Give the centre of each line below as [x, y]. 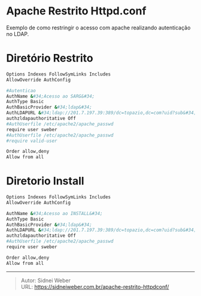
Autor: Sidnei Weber [45, 280]
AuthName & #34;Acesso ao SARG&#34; [51, 96]
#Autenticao [21, 90]
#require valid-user [32, 141]
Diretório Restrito [50, 58]
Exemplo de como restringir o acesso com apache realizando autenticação [98, 28]
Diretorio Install [45, 181]
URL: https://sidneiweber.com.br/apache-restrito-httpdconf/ [95, 286]
